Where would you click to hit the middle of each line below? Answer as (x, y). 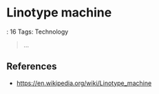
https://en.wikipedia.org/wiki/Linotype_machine (84, 83)
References (32, 67)
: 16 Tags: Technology (38, 32)
